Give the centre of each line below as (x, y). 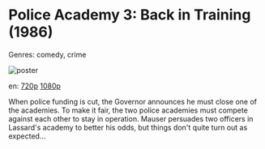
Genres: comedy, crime (47, 54)
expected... (27, 136)
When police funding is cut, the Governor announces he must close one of (133, 101)
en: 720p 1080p (34, 86)
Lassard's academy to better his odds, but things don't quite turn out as (128, 127)
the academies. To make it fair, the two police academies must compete (128, 110)
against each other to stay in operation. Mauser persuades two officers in (131, 118)
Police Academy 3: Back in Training (130, 15)
